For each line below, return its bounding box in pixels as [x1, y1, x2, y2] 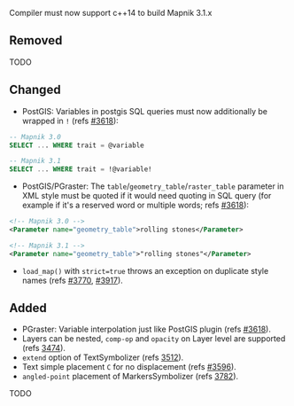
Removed [9, 33, 63, 48]
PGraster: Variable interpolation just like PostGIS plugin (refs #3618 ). [21, 324, 272, 335]
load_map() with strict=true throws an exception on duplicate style [21, 265, 269, 276]
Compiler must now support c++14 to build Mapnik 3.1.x [9, 8, 213, 18]
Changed [9, 82, 61, 98]
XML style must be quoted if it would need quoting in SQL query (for [21, 191, 272, 201]
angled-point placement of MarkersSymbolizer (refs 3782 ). [21, 371, 239, 382]
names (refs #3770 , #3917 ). [21, 275, 124, 285]
